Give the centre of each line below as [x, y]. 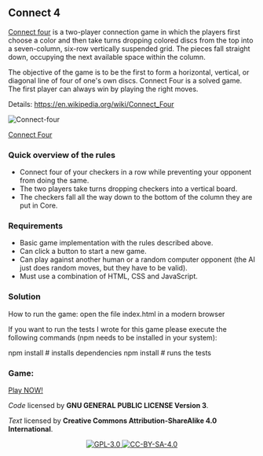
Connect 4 [35, 13]
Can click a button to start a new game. [83, 252]
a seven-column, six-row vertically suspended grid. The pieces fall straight [129, 48]
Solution [25, 296]
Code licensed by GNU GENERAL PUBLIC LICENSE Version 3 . [108, 405]
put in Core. [38, 206]
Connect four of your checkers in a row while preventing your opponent [135, 172]
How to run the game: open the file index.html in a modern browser [117, 314]
